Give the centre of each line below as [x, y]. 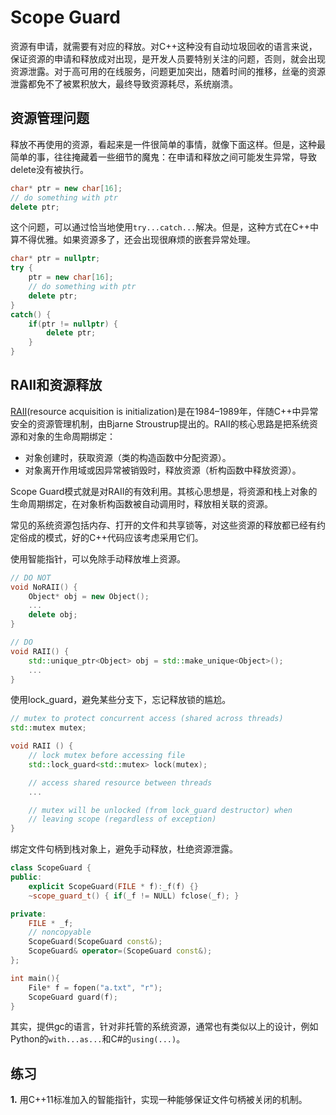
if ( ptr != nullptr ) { [73, 324]
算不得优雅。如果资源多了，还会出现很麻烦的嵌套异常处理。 [133, 240]
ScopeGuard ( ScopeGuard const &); [95, 942]
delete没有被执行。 [49, 169]
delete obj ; [53, 615]
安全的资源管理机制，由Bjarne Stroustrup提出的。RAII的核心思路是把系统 [160, 423]
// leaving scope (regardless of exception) [122, 819]
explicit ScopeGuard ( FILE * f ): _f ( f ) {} [113, 886]
